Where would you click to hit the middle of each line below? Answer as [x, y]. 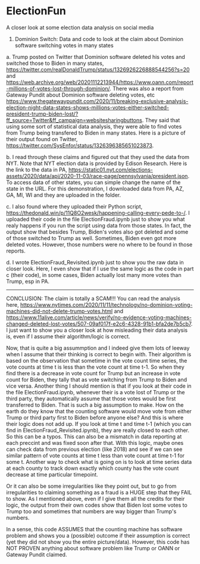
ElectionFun [36, 11]
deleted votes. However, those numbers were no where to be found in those [99, 244]
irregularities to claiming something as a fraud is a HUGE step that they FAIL [99, 492]
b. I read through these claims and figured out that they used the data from [98, 157]
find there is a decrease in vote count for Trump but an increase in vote [93, 373]
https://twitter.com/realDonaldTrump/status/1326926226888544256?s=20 [98, 69]
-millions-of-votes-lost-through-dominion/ [58, 88]
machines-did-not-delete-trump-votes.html [60, 311]
